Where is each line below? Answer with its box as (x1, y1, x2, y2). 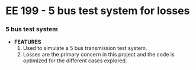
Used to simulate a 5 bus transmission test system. (23, 45, 147, 52)
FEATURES (14, 38, 42, 45)
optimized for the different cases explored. (23, 57, 127, 64)
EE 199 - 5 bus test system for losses (5, 4, 190, 18)
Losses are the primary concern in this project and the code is (23, 51, 175, 58)
